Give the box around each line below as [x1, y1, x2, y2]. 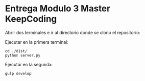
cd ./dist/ [5, 49, 27, 54]
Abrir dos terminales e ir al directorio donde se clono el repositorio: [5, 29, 141, 35]
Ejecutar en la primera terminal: [5, 39, 69, 45]
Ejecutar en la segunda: [5, 61, 53, 67]
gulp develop [5, 71, 32, 76]
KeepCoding [5, 13, 57, 25]
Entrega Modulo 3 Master [5, 3, 111, 14]
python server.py [5, 53, 41, 58]
